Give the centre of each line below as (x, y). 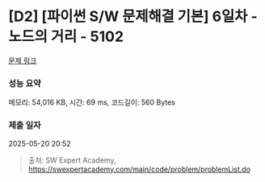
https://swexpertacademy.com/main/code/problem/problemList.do (139, 169)
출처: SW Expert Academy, (72, 160)
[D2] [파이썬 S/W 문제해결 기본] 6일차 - (133, 17)
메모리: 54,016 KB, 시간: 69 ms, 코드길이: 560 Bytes (92, 102)
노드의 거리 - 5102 (66, 37)
